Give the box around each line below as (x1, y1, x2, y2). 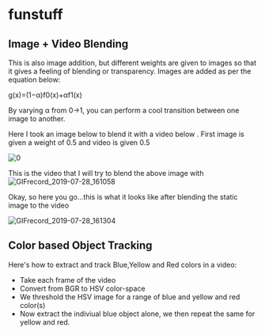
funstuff (8, 6, 63, 24)
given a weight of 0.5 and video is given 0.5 (8, 138, 150, 147)
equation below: (8, 75, 61, 84)
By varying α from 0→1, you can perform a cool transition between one (8, 105, 240, 115)
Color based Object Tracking (8, 239, 153, 253)
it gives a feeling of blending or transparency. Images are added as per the (8, 67, 252, 76)
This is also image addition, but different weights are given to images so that (8, 58, 257, 67)
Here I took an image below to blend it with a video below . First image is (8, 129, 244, 139)
